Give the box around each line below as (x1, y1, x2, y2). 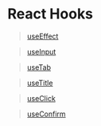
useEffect (26, 31, 59, 41)
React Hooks (7, 5, 93, 23)
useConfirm (26, 109, 66, 119)
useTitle (26, 78, 53, 87)
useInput (26, 47, 56, 56)
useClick (26, 93, 56, 103)
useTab (26, 62, 51, 72)
